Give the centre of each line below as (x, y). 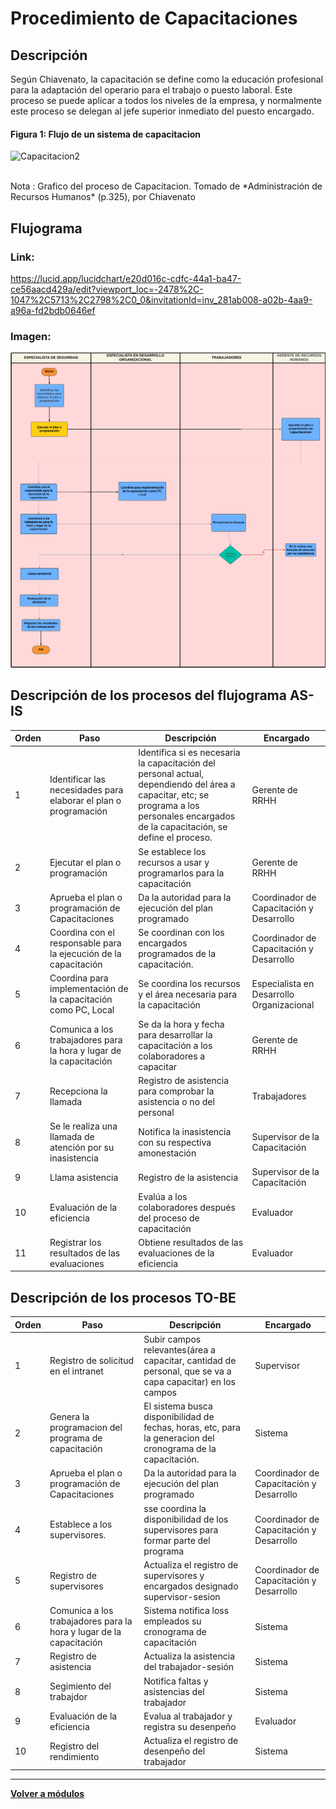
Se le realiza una (83, 1126)
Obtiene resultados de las (191, 1242)
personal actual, (171, 774)
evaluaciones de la (176, 1253)
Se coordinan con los (181, 932)
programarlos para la (181, 873)
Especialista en (283, 983)
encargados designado (191, 1586)
